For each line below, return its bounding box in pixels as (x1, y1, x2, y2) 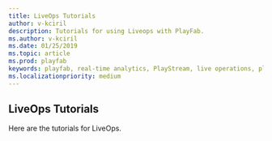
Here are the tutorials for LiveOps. (8, 123, 121, 134)
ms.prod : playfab (8, 58, 67, 66)
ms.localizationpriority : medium (8, 72, 121, 80)
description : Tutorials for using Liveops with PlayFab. (8, 27, 205, 35)
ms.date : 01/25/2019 (8, 42, 79, 50)
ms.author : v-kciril (8, 34, 79, 43)
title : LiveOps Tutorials (8, 11, 96, 20)
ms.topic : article (8, 49, 70, 58)
